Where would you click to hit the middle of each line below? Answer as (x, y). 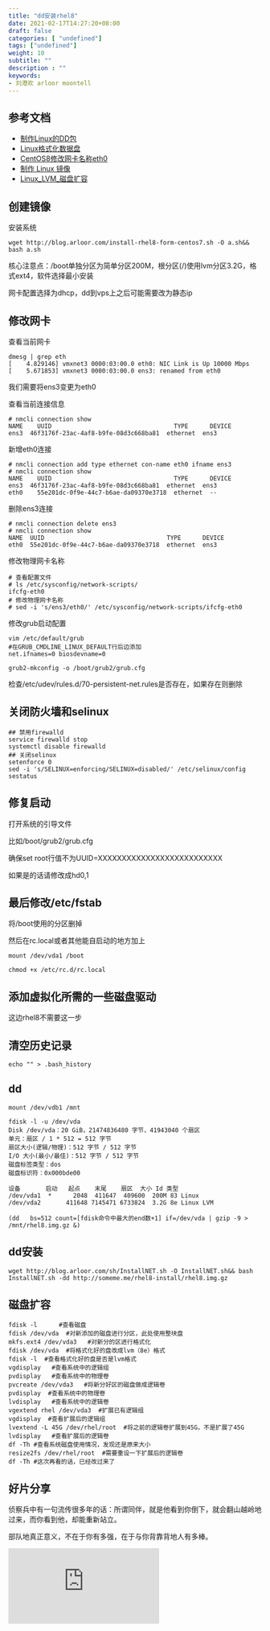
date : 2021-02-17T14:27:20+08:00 (64, 23)
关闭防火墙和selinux (59, 712)
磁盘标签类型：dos (35, 1164)
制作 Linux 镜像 (45, 169)
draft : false (30, 31)
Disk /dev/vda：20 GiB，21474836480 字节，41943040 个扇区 (104, 1130)
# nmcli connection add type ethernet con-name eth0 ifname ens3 (120, 464)
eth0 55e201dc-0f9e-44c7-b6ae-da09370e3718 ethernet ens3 (113, 545)
